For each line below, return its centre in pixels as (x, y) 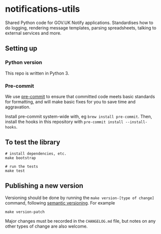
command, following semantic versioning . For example (60, 203)
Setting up (21, 48)
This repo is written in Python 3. (37, 73)
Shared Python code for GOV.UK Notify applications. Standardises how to (79, 23)
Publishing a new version (44, 186)
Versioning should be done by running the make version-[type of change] (80, 198)
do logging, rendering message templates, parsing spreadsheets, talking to (81, 27)
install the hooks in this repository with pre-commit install (64, 122)
